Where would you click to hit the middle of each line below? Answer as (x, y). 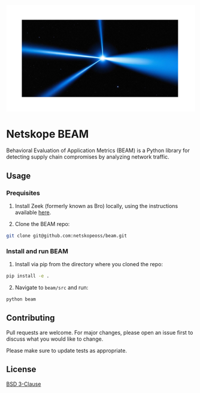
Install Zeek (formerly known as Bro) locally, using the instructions (96, 206)
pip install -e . (28, 276)
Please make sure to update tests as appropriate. (67, 350)
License (21, 369)
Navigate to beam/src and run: (51, 288)
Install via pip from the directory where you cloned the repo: (89, 264)
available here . (33, 213)
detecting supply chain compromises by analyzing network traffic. (88, 157)
